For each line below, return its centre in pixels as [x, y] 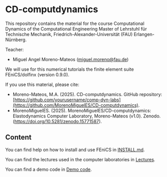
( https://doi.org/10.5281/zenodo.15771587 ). [57, 121]
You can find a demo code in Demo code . [49, 169]
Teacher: [14, 49]
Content [19, 138]
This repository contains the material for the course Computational [75, 23]
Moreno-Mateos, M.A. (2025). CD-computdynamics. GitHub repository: [87, 94]
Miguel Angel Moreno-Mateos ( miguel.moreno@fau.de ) [71, 59]
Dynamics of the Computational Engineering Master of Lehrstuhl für [76, 28]
